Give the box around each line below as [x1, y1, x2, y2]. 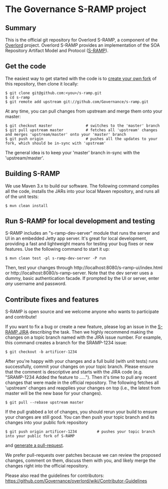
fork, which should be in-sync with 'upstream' [5, 141, 106, 146]
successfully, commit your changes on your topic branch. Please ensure [5, 363, 154, 370]
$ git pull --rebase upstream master [5, 400, 84, 405]
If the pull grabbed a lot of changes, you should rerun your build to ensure [5, 409, 157, 415]
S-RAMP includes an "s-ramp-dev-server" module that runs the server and [5, 230, 160, 236]
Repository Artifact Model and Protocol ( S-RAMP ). [5, 48, 108, 53]
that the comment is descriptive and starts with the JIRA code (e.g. [5, 369, 143, 375]
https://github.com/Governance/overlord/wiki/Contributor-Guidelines [5, 478, 147, 484]
